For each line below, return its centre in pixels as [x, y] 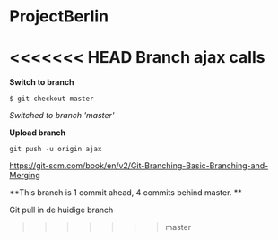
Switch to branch [42, 82]
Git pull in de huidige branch [61, 210]
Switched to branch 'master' [62, 116]
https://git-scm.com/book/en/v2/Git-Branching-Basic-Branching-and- [139, 166]
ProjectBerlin [59, 17]
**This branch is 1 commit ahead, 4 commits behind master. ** [126, 193]
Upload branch [37, 133]
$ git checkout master [52, 99]
